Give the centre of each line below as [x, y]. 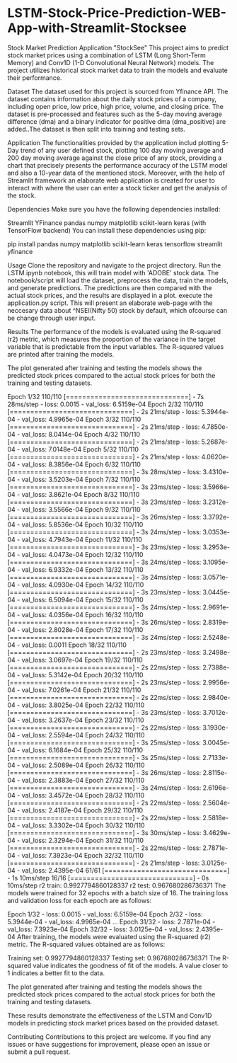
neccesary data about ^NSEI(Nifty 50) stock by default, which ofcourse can [117, 310]
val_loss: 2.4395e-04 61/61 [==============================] [126, 870]
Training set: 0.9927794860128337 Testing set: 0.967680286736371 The [114, 958]
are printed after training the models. [61, 354]
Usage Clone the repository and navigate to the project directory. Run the [114, 265]
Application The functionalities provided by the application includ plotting [114, 142]
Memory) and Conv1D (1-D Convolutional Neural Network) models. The [111, 62]
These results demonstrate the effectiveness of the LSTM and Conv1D [110, 1015]
